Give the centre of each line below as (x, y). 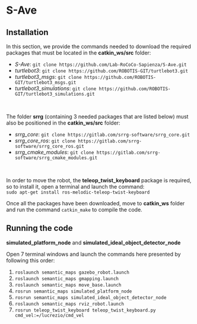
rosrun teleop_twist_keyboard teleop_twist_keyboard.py (85, 310)
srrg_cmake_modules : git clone (54, 152)
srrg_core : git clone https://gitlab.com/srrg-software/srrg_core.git (102, 134)
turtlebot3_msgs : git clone (48, 77)
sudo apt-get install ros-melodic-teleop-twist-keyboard (78, 192)
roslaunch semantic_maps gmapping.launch (66, 279)
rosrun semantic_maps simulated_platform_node (73, 291)
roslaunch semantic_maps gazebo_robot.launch (72, 272)
